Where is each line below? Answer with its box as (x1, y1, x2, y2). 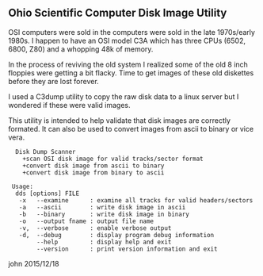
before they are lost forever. (8, 76, 99, 86)
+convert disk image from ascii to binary (22, 162, 165, 170)
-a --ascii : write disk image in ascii (18, 203, 186, 211)
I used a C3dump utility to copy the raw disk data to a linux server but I (8, 91, 239, 102)
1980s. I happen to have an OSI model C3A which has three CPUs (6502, (8, 36, 246, 45)
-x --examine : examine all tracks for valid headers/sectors (18, 196, 253, 205)
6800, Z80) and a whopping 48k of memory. (8, 44, 154, 54)
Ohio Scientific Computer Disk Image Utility (8, 6, 227, 20)
